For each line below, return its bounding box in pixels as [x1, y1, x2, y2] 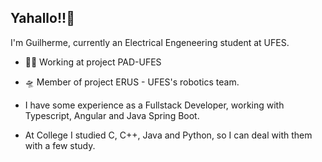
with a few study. [24, 139, 96, 151]
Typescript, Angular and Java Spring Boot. [24, 109, 200, 121]
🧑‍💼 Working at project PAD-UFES [24, 56, 162, 68]
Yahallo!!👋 [10, 10, 75, 27]
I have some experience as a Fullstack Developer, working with [24, 99, 285, 111]
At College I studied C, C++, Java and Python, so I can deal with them [24, 129, 313, 141]
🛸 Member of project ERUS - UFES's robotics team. [24, 76, 240, 88]
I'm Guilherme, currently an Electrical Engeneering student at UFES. [10, 36, 290, 48]
